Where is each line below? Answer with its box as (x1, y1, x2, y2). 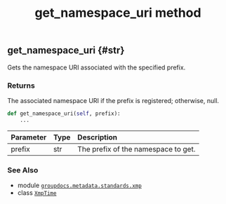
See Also (7, 165, 39, 175)
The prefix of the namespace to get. (77, 144, 196, 154)
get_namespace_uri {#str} (7, 44, 125, 57)
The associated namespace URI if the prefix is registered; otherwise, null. (7, 96, 220, 104)
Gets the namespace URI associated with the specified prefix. (7, 63, 186, 72)
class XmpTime (17, 188, 57, 197)
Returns (7, 81, 35, 90)
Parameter (11, 132, 47, 142)
